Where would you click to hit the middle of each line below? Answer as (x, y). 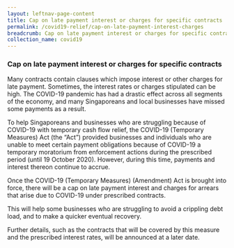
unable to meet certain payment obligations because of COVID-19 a (104, 145)
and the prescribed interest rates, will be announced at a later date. (103, 238)
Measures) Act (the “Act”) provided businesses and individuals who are (110, 138)
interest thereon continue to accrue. (58, 167)
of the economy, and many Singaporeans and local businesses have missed (116, 101)
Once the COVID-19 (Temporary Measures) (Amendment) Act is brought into (117, 181)
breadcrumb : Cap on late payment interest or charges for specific (107, 33)
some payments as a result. (47, 109)
